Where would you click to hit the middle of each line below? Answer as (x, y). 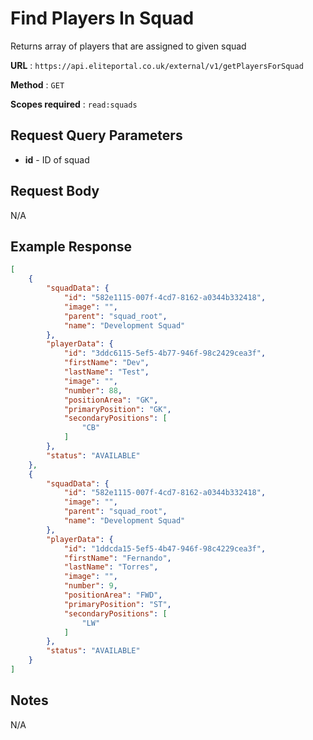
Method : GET (37, 84)
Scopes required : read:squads (74, 104)
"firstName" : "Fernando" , (117, 558)
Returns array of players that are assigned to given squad (128, 46)
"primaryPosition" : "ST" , (117, 604)
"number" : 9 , (90, 586)
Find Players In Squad (102, 18)
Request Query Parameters (96, 135)
